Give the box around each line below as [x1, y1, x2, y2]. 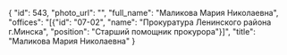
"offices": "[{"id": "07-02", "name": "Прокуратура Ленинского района [8, 17, 272, 27]
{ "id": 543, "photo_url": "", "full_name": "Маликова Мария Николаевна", [8, 8, 279, 18]
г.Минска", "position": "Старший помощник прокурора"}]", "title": [8, 27, 256, 36]
